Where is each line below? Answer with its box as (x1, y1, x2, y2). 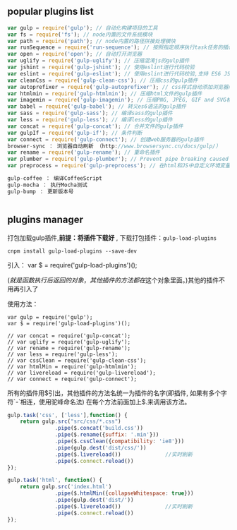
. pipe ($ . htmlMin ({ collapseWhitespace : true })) (54, 490, 194, 497)
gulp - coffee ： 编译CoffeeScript (7, 175, 102, 182)
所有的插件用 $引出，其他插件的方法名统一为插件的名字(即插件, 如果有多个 (7, 388, 221, 397)
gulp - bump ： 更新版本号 (7, 188, 74, 195)
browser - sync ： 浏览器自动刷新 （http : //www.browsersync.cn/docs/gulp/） (7, 143, 221, 150)
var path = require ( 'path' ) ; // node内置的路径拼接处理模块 (7, 37, 176, 44)
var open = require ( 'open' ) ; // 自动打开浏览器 (7, 51, 142, 58)
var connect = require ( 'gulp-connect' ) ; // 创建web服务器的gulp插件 (7, 135, 205, 143)
